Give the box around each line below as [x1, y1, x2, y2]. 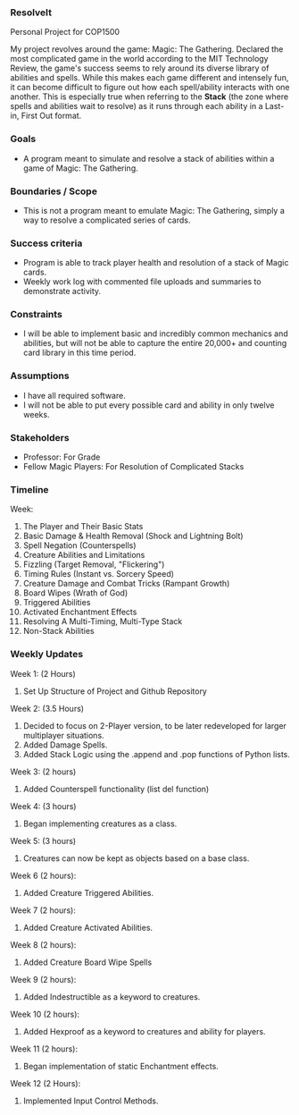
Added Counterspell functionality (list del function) [22, 783, 210, 794]
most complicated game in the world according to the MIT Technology [10, 54, 269, 64]
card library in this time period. [22, 347, 137, 359]
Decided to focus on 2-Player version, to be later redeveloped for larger [22, 720, 287, 731]
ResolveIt [10, 6, 53, 19]
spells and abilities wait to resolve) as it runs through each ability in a [10, 101, 263, 112]
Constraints [10, 308, 63, 321]
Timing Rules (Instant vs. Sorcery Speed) [22, 569, 175, 579]
